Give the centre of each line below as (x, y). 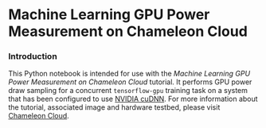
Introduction (33, 56)
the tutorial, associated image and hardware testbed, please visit (114, 107)
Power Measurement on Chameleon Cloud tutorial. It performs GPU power (130, 82)
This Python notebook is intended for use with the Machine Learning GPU (129, 74)
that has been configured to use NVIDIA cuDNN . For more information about (133, 99)
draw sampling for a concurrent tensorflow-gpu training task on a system (128, 91)
